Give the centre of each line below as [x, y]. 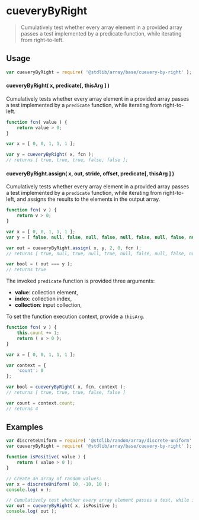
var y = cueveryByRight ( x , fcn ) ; [50, 155]
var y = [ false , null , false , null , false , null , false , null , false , [97, 237]
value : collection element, [46, 293]
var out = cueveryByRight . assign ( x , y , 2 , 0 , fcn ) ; [74, 248]
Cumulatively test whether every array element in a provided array [101, 27]
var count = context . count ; [41, 403]
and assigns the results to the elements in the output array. [89, 199]
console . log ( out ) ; [32, 511]
